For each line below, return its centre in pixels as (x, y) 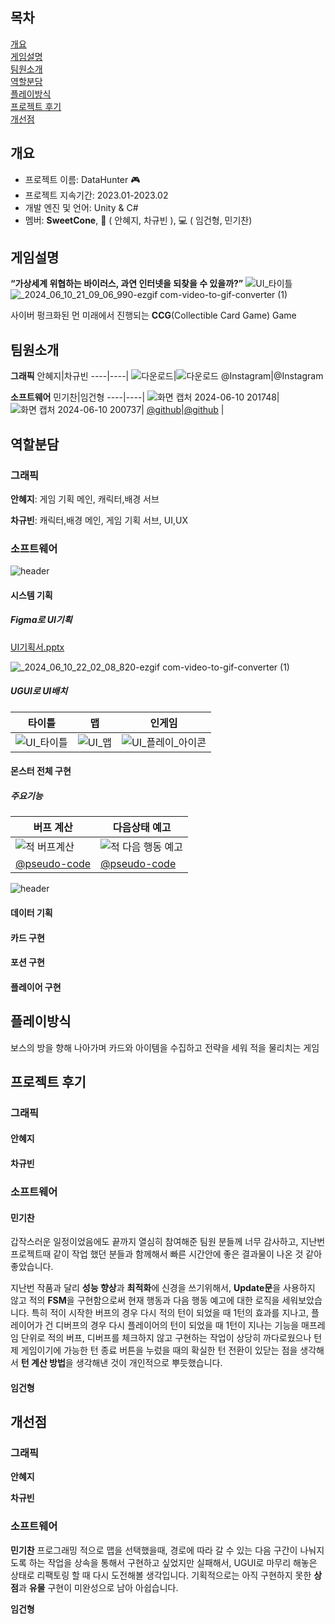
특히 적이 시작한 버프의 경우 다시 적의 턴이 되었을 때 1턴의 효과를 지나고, (170, 1313)
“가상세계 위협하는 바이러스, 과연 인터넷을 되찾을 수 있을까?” (127, 284)
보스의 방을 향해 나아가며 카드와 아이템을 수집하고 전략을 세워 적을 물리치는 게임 (165, 1047)
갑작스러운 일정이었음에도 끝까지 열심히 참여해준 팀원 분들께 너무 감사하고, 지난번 (168, 1242)
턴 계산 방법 (43, 1363)
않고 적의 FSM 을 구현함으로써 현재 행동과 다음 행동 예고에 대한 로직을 (145, 1300)
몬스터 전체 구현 (41, 771)
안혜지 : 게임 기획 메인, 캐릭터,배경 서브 (85, 499)
